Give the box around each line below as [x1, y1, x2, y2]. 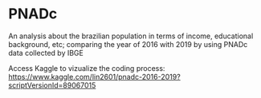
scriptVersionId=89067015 [8, 80, 96, 90]
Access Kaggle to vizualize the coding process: [8, 63, 165, 73]
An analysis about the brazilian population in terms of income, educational [8, 31, 254, 41]
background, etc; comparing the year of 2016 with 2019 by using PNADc [8, 39, 248, 49]
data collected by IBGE [8, 48, 84, 57]
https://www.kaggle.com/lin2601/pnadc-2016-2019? [8, 72, 181, 81]
